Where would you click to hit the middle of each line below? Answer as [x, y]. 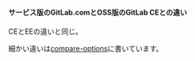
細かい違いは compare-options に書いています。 [86, 49]
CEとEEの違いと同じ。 [45, 31]
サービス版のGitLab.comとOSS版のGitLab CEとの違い [98, 12]
